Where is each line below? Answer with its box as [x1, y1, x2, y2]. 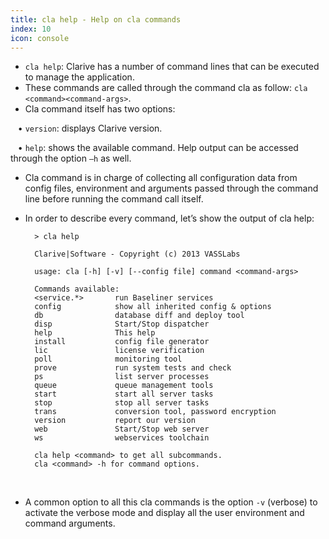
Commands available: [34, 284, 120, 295]
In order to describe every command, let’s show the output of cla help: [24, 212, 315, 225]
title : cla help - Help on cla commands [10, 14, 182, 25]
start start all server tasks [34, 389, 214, 400]
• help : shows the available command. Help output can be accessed [17, 142, 299, 154]
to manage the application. [24, 71, 135, 83]
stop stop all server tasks [34, 398, 210, 408]
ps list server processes [34, 372, 210, 382]
